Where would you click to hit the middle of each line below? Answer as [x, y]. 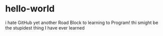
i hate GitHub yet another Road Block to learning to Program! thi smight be [82, 22]
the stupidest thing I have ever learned [45, 27]
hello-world [30, 9]
